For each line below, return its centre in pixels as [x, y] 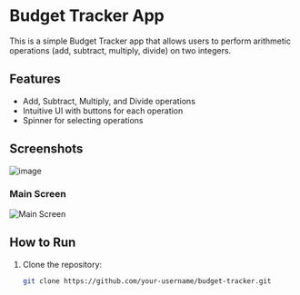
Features [35, 79]
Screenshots [46, 149]
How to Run [43, 243]
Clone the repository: [62, 264]
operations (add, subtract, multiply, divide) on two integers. [120, 50]
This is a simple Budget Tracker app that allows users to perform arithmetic [150, 41]
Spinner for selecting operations [83, 120]
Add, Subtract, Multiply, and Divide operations [109, 101]
